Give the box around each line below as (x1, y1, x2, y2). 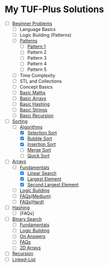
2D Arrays (19, 245, 41, 251)
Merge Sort (27, 147, 51, 153)
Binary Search (12, 216, 42, 222)
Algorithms (19, 124, 43, 130)
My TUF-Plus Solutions (5, 4, 104, 15)
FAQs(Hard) (19, 199, 44, 205)
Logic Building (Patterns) (19, 32, 72, 38)
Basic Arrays (19, 95, 47, 101)
